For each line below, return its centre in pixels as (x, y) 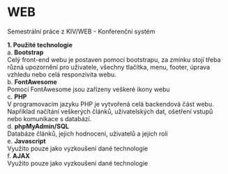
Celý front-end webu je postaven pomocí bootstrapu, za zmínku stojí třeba (114, 59)
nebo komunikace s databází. (50, 118)
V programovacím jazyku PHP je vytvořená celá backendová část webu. (111, 104)
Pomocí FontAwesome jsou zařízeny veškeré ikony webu (89, 89)
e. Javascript (27, 141)
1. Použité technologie (40, 45)
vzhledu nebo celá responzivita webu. (62, 74)
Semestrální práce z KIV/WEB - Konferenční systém (81, 31)
